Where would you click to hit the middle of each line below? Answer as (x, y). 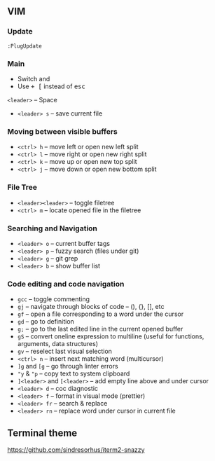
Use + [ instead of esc (51, 86)
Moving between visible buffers (62, 131)
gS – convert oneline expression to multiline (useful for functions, (111, 336)
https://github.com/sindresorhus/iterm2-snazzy (76, 449)
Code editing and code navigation (66, 284)
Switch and (34, 78)
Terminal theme (42, 433)
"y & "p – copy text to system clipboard (74, 373)
